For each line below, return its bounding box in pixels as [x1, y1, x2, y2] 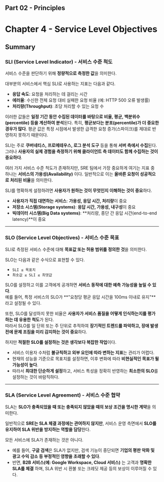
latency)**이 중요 [12, 216, 46, 222]
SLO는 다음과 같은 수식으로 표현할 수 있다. [5, 256, 85, 263]
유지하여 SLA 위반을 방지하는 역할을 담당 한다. [5, 426, 91, 432]
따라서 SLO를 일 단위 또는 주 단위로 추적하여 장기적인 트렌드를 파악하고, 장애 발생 [5, 322, 159, 329]
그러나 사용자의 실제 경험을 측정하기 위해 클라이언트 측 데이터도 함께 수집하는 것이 [5, 148, 158, 154]
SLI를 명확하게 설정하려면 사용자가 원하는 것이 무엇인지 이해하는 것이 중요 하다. [5, 188, 152, 193]
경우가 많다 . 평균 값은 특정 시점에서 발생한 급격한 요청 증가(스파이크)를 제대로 [5, 126, 151, 132]
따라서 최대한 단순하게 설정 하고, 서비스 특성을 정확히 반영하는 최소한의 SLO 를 [12, 368, 159, 374]
